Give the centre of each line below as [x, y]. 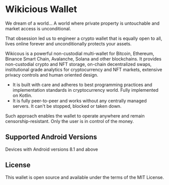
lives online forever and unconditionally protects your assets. [69, 43]
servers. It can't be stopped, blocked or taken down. [67, 106]
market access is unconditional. [38, 28]
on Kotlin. [22, 95]
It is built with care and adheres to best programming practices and [82, 85]
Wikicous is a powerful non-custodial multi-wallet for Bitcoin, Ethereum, [80, 53]
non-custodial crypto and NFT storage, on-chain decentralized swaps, [78, 64]
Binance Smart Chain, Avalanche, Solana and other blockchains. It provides [83, 58]
